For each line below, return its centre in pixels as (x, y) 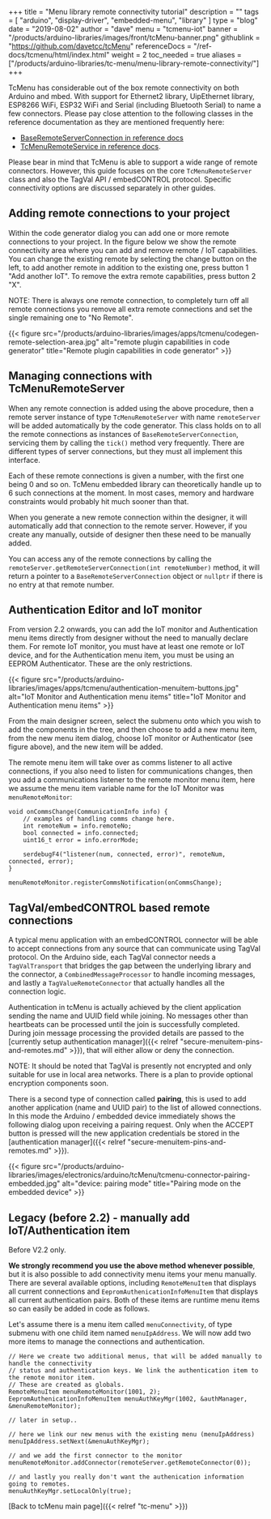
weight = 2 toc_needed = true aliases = (177, 55)
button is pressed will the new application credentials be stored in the (124, 1133)
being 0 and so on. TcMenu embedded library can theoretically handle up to (135, 484)
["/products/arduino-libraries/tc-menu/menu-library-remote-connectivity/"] (134, 63)
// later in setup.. (43, 1421)
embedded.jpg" (34, 1183)
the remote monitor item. (52, 1378)
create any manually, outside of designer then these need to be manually (130, 534)
